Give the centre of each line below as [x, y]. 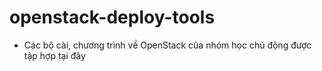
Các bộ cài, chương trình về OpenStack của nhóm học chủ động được [167, 45]
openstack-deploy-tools [112, 17]
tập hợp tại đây [54, 55]
